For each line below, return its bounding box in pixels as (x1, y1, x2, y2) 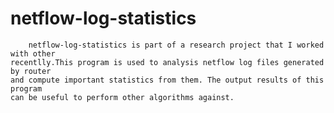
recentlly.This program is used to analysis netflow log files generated (10, 57, 325, 67)
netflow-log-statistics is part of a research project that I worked (28, 40, 325, 50)
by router (10, 66, 52, 76)
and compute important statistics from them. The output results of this (10, 75, 325, 85)
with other (10, 48, 56, 59)
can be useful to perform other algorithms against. (10, 92, 235, 102)
